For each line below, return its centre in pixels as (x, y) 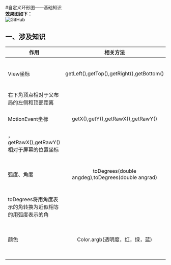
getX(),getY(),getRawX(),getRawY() (115, 119)
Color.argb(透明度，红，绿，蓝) (115, 240)
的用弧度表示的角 (28, 215)
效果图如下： (19, 14)
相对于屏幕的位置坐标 (34, 149)
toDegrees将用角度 (31, 199)
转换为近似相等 (41, 207)
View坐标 (19, 74)
